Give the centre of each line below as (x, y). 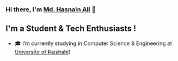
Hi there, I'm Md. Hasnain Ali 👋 (51, 9)
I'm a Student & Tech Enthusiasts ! (71, 29)
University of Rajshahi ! (42, 52)
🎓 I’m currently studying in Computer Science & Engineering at (93, 43)
